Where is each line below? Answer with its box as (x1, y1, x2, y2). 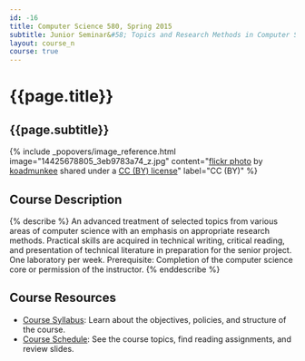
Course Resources (9, 290, 116, 306)
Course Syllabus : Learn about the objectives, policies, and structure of (22, 314, 287, 325)
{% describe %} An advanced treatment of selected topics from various (9, 215, 279, 227)
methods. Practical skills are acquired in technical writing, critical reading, (9, 235, 286, 246)
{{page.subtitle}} (9, 122, 110, 137)
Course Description (9, 191, 123, 207)
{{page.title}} (9, 86, 113, 107)
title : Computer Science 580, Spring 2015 (9, 22, 172, 31)
